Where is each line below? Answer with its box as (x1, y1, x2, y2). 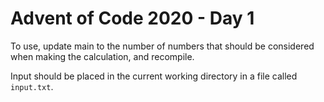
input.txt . (10, 80, 54, 92)
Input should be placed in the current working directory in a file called (10, 70, 298, 82)
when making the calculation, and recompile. (10, 50, 195, 62)
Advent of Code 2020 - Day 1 (10, 7, 255, 30)
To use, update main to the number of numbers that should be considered (10, 40, 315, 52)
